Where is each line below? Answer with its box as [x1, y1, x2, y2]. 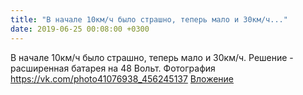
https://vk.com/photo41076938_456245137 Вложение [10, 72, 235, 85]
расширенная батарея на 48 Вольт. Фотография [10, 62, 216, 74]
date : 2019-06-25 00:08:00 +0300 [10, 24, 150, 34]
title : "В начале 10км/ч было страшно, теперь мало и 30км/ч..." [10, 14, 288, 25]
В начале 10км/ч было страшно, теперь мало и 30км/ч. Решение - [10, 51, 294, 63]
